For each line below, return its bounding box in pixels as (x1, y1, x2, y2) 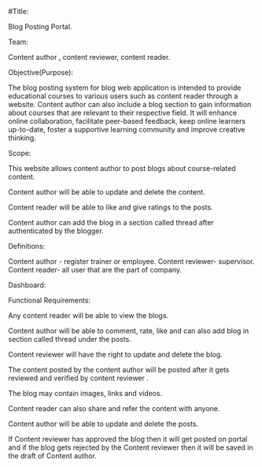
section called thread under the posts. (8, 335, 131, 343)
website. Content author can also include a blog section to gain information (8, 100, 252, 109)
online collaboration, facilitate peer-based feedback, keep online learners (8, 117, 246, 125)
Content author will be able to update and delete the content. (8, 187, 206, 196)
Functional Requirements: (8, 295, 91, 305)
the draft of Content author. (8, 451, 97, 460)
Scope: (8, 149, 31, 158)
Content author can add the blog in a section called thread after (8, 218, 214, 227)
